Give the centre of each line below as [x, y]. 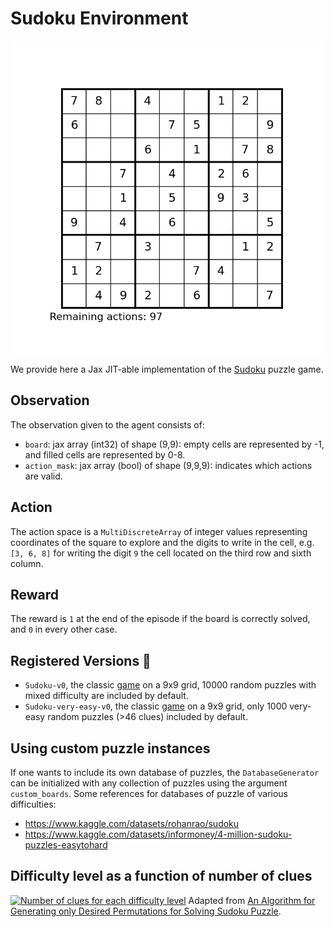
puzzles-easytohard [66, 845]
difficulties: [33, 804]
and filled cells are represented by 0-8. [105, 454]
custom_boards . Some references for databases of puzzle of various [149, 793]
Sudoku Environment [99, 18]
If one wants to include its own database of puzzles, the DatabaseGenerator [165, 772]
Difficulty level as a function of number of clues [161, 876]
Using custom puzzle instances [110, 748]
